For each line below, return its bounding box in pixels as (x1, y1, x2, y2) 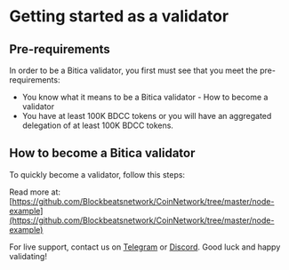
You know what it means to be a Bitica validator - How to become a (21, 91, 269, 102)
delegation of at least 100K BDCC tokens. (21, 120, 173, 131)
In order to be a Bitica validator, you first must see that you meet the (9, 65, 258, 75)
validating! (9, 250, 47, 261)
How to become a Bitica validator (9, 146, 196, 161)
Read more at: (9, 187, 60, 197)
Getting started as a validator (9, 6, 229, 27)
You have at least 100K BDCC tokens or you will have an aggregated (21, 111, 272, 121)
